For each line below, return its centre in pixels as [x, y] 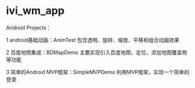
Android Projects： [29, 27]
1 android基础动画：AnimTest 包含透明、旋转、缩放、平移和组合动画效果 [93, 40]
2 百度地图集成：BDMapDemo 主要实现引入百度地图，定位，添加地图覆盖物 [97, 52]
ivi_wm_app [35, 11]
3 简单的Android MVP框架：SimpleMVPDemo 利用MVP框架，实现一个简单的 [98, 72]
